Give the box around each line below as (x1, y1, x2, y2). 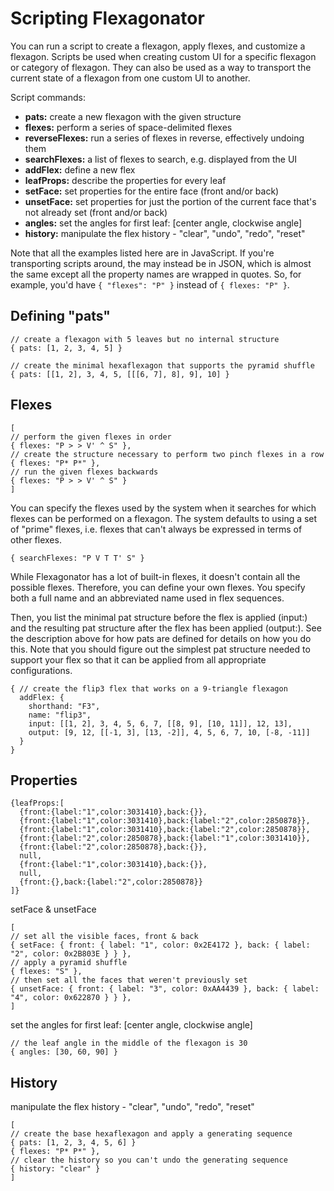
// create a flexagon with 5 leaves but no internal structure (10, 334, 280, 344)
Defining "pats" (10, 308, 111, 325)
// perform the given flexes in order (10, 432, 172, 442)
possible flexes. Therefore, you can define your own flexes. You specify (10, 581, 306, 593)
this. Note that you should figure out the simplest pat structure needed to (10, 643, 311, 655)
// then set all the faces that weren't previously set (10, 975, 248, 986)
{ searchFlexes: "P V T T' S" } (10, 553, 145, 563)
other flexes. (10, 533, 62, 546)
